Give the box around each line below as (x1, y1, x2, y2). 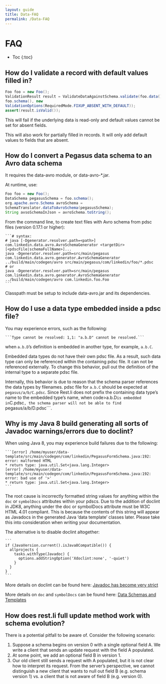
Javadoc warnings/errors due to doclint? (5, 427, 133, 435)
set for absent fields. (5, 122, 47, 128)
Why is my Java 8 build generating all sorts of (5, 419, 149, 428)
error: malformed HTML (5, 458, 52, 463)
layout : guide (5, 7, 35, 12)
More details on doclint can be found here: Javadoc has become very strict (5, 582, 158, 588)
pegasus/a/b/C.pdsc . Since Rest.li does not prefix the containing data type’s (5, 389, 158, 395)
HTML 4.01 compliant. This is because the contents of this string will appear (5, 509, 160, 515)
